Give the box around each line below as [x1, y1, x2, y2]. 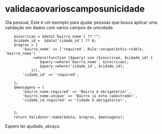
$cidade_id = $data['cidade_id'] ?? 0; [14, 38, 97, 43]
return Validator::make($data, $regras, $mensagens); [14, 115, 125, 119]
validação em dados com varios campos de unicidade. [5, 24, 114, 30]
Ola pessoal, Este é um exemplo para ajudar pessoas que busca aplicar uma [5, 19, 158, 25]
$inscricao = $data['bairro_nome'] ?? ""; [14, 34, 101, 39]
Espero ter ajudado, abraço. [5, 123, 61, 129]
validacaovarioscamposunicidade [5, 3, 145, 15]
